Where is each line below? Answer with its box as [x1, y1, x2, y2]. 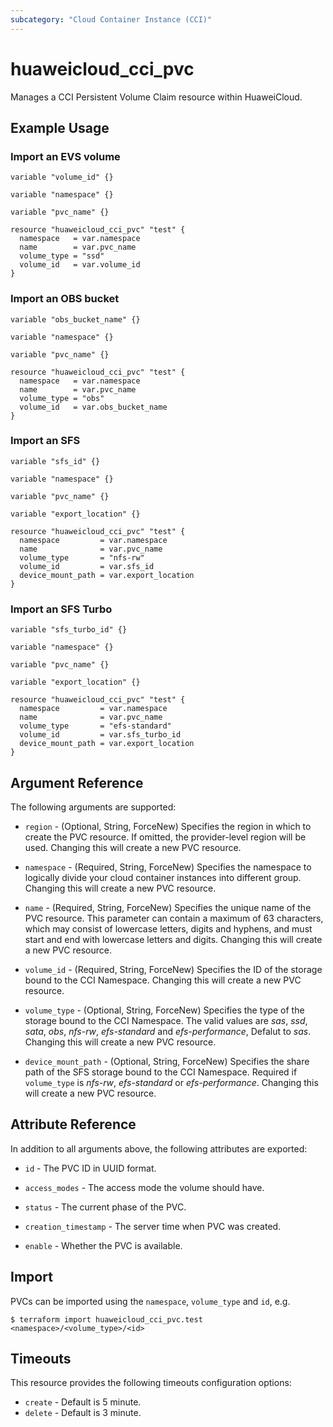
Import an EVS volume [10, 149, 121, 163]
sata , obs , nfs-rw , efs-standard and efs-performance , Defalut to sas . [24, 1025, 312, 1037]
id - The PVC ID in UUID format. [24, 1162, 157, 1174]
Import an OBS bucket [10, 292, 120, 306]
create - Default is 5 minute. [24, 1396, 142, 1408]
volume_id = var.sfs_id [19, 561, 155, 571]
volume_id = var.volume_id [19, 260, 141, 270]
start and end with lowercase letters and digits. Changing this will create [24, 933, 323, 945]
